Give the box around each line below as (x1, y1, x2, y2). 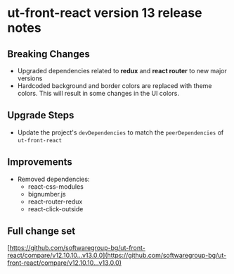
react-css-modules (27, 182, 84, 191)
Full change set (7, 225, 76, 237)
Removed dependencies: (17, 175, 90, 183)
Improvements (7, 156, 72, 168)
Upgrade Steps (7, 109, 74, 121)
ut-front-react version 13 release (7, 5, 202, 21)
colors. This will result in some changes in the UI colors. (17, 89, 179, 97)
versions (17, 74, 43, 82)
